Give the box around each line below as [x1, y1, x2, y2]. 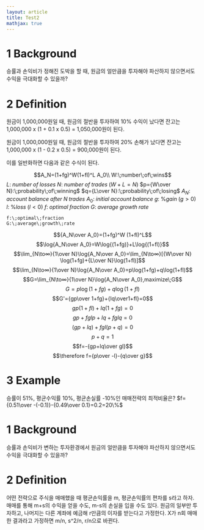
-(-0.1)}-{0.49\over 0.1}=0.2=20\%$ [33, 401, 123, 408]
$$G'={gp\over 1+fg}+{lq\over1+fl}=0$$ [52, 294, 153, 302]
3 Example [6, 374, 61, 388]
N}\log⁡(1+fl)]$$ [107, 256, 145, 264]
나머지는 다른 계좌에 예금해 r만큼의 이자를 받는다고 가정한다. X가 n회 [24, 509, 186, 517]
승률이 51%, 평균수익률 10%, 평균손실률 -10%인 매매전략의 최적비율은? [6, 394, 176, 402]
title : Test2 [6, 15, 40, 21]
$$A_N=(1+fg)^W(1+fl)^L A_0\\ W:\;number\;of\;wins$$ [33, 172, 172, 179]
